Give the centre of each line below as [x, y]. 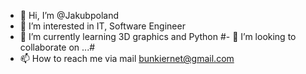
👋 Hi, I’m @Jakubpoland [69, 15]
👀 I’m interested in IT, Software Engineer [102, 26]
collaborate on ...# [57, 47]
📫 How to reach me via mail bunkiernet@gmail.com [127, 58]
